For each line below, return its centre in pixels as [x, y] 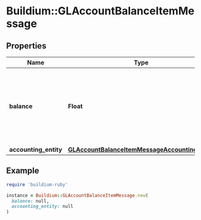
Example [23, 171]
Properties [26, 46]
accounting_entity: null [42, 207]
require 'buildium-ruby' [37, 184]
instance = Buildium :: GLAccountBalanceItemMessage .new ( [77, 195]
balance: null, [31, 201]
